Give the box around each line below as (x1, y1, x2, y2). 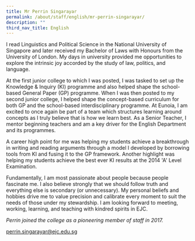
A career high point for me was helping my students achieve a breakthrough (6, 138, 189, 145)
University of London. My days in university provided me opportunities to (6, 53, 182, 60)
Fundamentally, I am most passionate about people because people (6, 174, 169, 181)
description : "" (6, 19, 46, 25)
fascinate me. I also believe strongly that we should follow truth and (6, 181, 168, 188)
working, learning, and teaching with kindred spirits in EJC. (6, 205, 148, 212)
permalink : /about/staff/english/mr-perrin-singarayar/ (6, 14, 145, 20)
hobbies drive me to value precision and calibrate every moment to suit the (6, 193, 186, 200)
